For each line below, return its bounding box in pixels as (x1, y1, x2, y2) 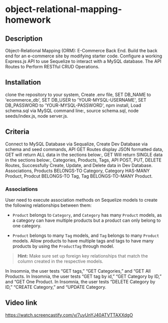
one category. (12, 222, 42, 228)
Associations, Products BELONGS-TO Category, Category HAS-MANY (5, 168, 150, 174)
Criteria (5, 127, 30, 136)
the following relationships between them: (5, 202, 92, 208)
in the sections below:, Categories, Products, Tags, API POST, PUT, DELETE (5, 157, 162, 163)
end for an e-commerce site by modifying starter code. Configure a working (5, 53, 162, 59)
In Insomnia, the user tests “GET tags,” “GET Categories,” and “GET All (5, 268, 151, 274)
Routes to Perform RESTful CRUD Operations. (5, 64, 100, 69)
